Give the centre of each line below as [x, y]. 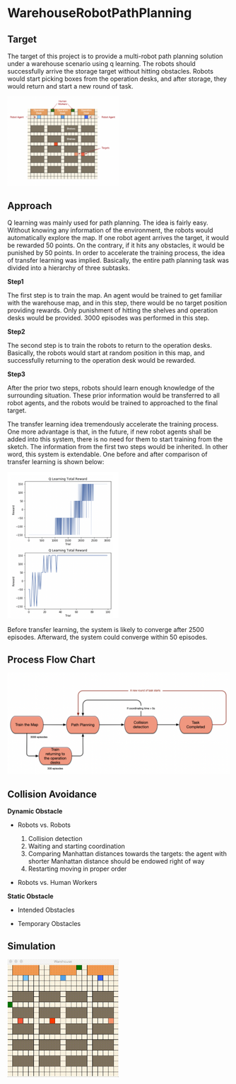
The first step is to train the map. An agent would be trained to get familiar [115, 295]
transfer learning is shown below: [56, 462]
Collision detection [55, 839]
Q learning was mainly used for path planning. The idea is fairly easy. [108, 223]
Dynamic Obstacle [35, 811]
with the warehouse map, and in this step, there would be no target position [117, 303]
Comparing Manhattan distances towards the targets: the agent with [128, 854]
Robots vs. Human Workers [57, 883]
